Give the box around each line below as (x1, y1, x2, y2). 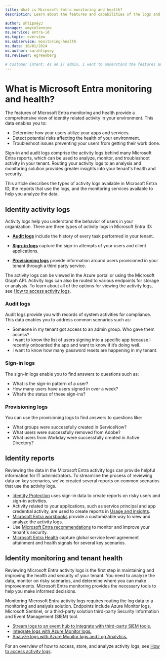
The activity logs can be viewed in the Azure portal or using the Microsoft (5, 272, 155, 278)
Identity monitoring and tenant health (5, 554, 123, 563)
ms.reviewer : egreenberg (5, 53, 56, 58)
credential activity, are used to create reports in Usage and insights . (12, 508, 151, 514)
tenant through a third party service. (12, 263, 86, 269)
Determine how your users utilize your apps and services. (12, 130, 130, 136)
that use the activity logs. (5, 483, 57, 489)
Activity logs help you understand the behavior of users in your (5, 218, 133, 225)
